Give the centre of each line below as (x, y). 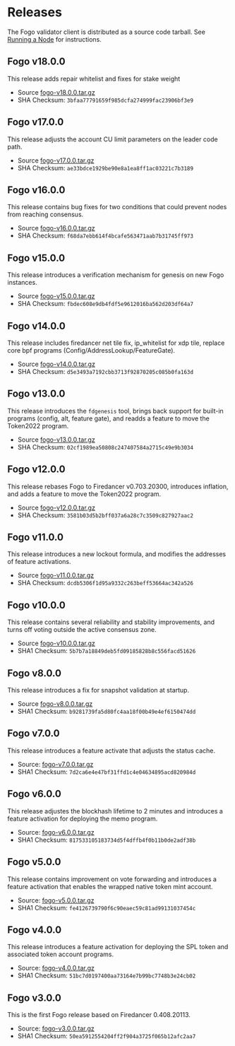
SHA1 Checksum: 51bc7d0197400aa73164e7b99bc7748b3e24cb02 (107, 975)
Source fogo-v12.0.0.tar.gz (56, 507)
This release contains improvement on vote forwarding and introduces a (112, 879)
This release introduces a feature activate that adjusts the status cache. (112, 751)
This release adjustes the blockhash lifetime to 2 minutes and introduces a (115, 811)
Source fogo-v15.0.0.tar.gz (56, 296)
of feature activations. (39, 562)
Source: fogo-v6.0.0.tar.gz (56, 832)
